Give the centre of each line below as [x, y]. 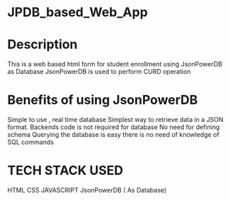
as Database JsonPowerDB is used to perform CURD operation [99, 72]
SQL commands [31, 142]
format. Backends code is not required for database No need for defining [114, 127]
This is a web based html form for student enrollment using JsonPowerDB [115, 64]
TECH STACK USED [65, 171]
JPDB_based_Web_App [78, 12]
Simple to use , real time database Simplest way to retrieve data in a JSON [116, 120]
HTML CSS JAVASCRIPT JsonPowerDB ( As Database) [87, 190]
